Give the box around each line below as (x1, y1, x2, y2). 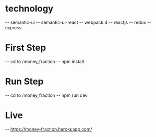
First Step (5, 42, 46, 54)
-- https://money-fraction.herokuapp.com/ (5, 126, 92, 132)
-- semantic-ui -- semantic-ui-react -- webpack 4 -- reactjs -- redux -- (5, 19, 152, 25)
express (5, 24, 22, 30)
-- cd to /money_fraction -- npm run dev (5, 92, 88, 98)
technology (5, 3, 54, 14)
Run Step (5, 76, 44, 87)
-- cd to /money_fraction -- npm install (5, 58, 84, 65)
